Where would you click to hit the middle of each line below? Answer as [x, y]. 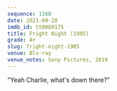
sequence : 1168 [29, 14]
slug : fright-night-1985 [43, 47]
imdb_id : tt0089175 [36, 27]
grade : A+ [22, 40]
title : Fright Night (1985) [48, 34]
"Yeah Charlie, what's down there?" [59, 80]
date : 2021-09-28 [33, 20]
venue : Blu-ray [29, 54]
